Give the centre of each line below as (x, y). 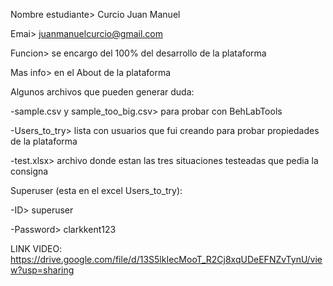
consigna (29, 171)
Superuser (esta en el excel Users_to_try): (96, 190)
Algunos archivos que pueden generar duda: (102, 92)
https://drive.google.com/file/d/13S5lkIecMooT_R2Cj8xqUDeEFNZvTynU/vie (166, 259)
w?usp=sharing (42, 270)
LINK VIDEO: (36, 248)
